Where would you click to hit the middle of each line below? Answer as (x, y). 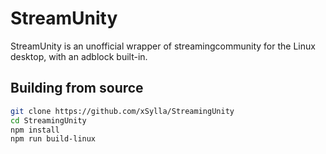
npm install (35, 130)
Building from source (77, 88)
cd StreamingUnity (48, 120)
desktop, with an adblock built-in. (79, 56)
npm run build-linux (53, 139)
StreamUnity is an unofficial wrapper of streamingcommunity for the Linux (163, 46)
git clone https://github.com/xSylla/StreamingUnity (122, 111)
